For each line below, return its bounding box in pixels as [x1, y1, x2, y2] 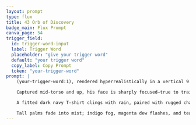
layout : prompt [6, 8, 43, 15]
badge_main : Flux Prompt [6, 24, 66, 31]
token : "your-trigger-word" [11, 68, 80, 74]
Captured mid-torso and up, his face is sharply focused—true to [16, 90, 179, 95]
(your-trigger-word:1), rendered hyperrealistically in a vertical [16, 79, 184, 85]
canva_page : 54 [6, 30, 43, 36]
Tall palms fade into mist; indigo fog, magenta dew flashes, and [16, 110, 181, 116]
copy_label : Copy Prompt [11, 62, 72, 69]
